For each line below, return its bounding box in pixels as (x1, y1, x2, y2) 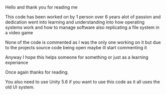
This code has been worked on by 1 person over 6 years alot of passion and (5, 14, 161, 19)
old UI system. (5, 84, 35, 90)
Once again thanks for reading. (5, 69, 69, 75)
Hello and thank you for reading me (5, 4, 78, 10)
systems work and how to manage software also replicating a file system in (5, 24, 160, 30)
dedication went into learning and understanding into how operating (5, 19, 145, 25)
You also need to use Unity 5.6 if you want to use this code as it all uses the (5, 79, 161, 85)
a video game (5, 30, 33, 35)
